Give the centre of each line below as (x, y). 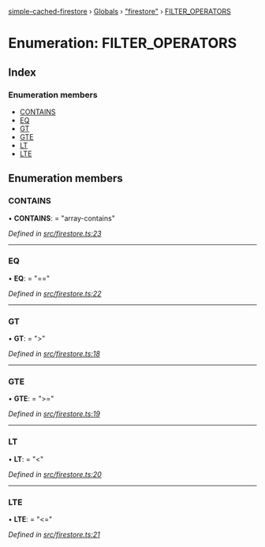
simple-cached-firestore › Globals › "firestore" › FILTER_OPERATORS (119, 11)
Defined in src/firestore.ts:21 (54, 534)
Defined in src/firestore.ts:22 (55, 293)
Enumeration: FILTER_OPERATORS (123, 43)
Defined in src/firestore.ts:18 (54, 354)
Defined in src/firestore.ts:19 (54, 414)
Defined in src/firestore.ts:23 (55, 233)
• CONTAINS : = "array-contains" (62, 218)
